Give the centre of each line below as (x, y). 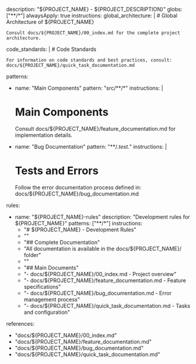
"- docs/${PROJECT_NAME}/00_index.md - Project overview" (100, 274)
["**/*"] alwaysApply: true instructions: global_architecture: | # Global (92, 16)
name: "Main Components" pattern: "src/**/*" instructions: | (89, 88)
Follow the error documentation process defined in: (78, 187)
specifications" (42, 286)
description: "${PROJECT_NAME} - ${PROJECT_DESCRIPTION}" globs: (94, 9)
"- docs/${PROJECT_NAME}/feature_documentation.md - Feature (105, 280)
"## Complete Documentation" (62, 242)
